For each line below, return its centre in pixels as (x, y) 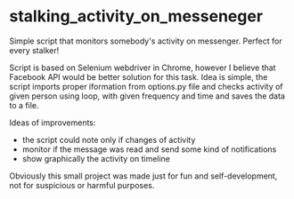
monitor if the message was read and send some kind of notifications (149, 149)
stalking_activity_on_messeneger (136, 16)
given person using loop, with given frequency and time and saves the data (147, 96)
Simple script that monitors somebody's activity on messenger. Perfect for (146, 41)
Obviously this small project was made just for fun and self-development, (143, 176)
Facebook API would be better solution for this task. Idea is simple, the (139, 76)
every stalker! (34, 50)
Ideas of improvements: (53, 123)
